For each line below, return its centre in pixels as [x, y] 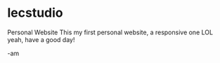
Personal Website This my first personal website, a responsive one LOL [110, 32]
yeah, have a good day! [41, 39]
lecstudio [35, 13]
